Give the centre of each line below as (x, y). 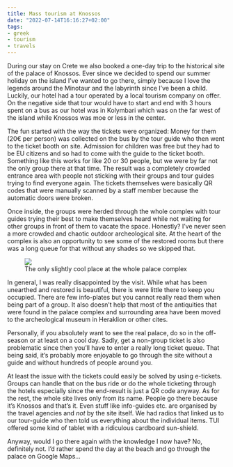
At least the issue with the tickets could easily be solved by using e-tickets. (115, 376)
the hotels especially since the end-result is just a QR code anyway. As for (114, 391)
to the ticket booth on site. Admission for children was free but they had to (114, 146)
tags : (15, 26)
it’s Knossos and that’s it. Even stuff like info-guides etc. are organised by (112, 406)
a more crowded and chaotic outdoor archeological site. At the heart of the (114, 233)
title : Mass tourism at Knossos (54, 14)
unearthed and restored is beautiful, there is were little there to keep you (111, 290)
